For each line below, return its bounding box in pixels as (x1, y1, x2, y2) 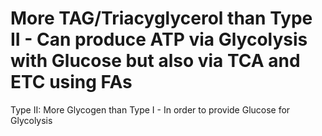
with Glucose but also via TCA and (10, 50, 301, 72)
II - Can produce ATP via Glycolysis (10, 28, 308, 51)
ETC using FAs (10, 71, 133, 94)
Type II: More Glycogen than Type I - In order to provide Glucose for (10, 103, 291, 116)
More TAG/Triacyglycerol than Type (10, 7, 313, 30)
